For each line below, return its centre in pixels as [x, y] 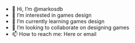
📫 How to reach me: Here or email [54, 34]
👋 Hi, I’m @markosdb [37, 9]
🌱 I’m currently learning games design [58, 21]
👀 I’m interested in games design [52, 15]
